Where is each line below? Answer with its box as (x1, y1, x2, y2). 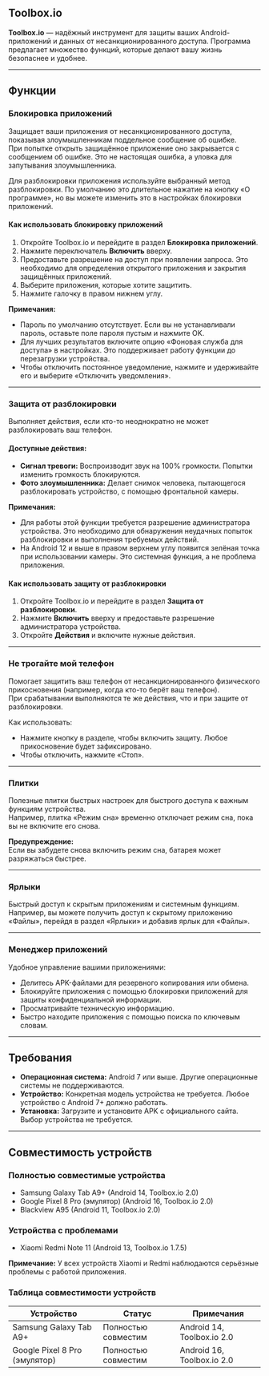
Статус (122, 1308, 152, 1319)
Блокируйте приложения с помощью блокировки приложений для (19, 986, 248, 996)
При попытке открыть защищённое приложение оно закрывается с (8, 143, 240, 153)
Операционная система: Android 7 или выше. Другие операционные (19, 1072, 259, 1082)
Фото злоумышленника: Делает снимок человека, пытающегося (19, 478, 246, 488)
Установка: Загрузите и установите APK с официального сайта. (19, 1106, 239, 1116)
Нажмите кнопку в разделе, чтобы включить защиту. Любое (19, 732, 228, 742)
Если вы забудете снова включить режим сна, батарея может (8, 845, 222, 854)
